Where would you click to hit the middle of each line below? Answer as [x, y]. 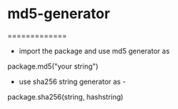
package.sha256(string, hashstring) [65, 96]
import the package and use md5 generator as [94, 51]
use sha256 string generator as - [72, 81]
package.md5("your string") [53, 66]
